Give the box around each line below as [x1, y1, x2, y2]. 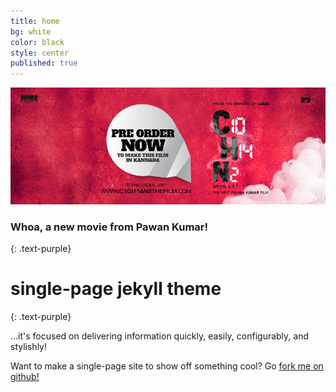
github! [10, 370, 40, 382]
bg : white [10, 26, 52, 37]
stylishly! [10, 340, 47, 352]
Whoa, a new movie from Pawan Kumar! [10, 220, 209, 234]
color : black [10, 37, 65, 47]
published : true [10, 58, 78, 69]
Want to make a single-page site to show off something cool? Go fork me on [10, 360, 324, 372]
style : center [10, 48, 70, 58]
